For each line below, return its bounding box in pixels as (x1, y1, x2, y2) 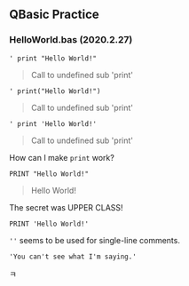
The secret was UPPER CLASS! (9, 202, 123, 212)
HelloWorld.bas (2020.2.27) (9, 34, 133, 46)
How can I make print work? (9, 152, 115, 163)
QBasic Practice (9, 7, 99, 22)
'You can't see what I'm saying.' (9, 252, 138, 261)
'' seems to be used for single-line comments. (9, 234, 180, 245)
